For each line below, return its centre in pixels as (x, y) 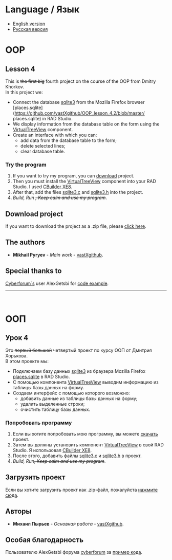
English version (29, 24)
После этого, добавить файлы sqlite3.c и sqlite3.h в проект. (77, 456)
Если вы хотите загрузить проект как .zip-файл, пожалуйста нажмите (81, 490)
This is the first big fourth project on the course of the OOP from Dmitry (81, 81)
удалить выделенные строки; (52, 404)
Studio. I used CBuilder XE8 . (42, 187)
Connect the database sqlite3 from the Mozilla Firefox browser (79, 102)
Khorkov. (15, 86)
